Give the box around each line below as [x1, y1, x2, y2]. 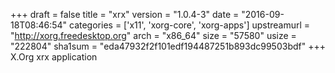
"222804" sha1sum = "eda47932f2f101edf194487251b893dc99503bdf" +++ [10, 40, 326, 52]
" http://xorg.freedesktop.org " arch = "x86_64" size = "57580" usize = [10, 30, 297, 41]
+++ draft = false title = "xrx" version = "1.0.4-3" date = [10, 9, 240, 20]
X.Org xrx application [10, 51, 98, 63]
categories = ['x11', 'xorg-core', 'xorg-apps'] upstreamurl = [69, 19, 311, 31]
